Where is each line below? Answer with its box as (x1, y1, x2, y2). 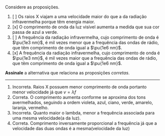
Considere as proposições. (5, 4, 60, 10)
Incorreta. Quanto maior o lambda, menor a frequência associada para (12, 110, 155, 115)
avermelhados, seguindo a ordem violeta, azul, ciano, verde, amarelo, (12, 100, 153, 105)
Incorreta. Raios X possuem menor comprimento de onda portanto (12, 84, 147, 90)
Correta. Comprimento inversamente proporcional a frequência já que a (12, 120, 157, 126)
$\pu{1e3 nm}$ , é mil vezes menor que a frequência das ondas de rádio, (12, 40, 159, 45)
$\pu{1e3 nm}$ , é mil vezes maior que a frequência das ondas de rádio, (12, 55, 158, 61)
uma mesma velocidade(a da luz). (12, 115, 81, 121)
